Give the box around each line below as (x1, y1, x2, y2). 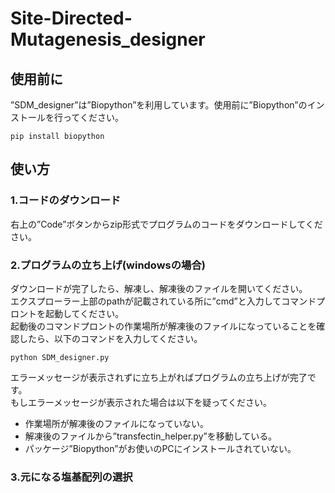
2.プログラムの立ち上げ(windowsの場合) (10, 258, 206, 272)
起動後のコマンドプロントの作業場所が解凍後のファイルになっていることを (10, 320, 317, 332)
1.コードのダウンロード (10, 193, 122, 207)
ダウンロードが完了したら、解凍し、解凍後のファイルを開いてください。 (10, 282, 308, 294)
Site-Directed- (10, 7, 133, 30)
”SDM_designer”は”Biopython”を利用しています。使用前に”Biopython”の (10, 99, 308, 111)
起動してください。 (44, 307, 125, 319)
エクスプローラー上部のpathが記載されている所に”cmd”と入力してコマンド (10, 295, 317, 307)
